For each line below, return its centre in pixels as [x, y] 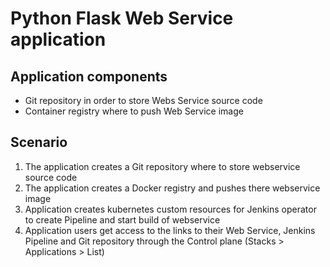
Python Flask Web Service [122, 18]
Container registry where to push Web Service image [134, 111]
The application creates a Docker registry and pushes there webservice [172, 188]
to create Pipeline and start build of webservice [122, 219]
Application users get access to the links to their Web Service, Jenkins [170, 230]
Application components [89, 76]
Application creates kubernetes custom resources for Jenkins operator [170, 209]
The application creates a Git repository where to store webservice [162, 166]
